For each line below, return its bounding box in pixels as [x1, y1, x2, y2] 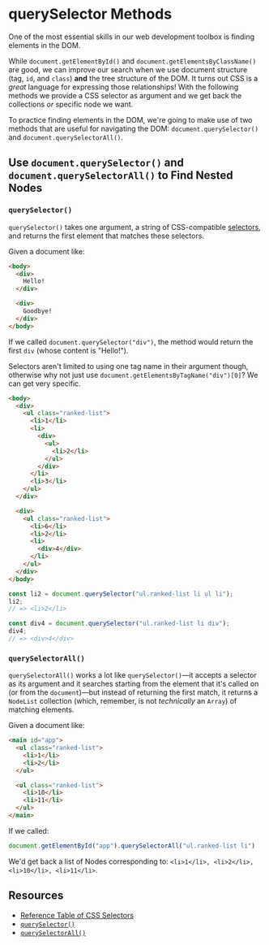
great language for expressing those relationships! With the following [8, 82, 239, 92]
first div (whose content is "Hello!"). [8, 345, 129, 355]
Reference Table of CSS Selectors [19, 910, 134, 920]
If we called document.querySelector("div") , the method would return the [8, 336, 254, 346]
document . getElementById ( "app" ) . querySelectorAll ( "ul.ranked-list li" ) [8, 842, 255, 850]
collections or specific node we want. [8, 99, 134, 109]
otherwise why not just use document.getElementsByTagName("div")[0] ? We [8, 370, 258, 379]
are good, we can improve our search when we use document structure [8, 64, 248, 74]
